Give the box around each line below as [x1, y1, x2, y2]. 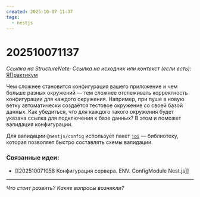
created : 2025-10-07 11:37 [6, 8, 73, 15]
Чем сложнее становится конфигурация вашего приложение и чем [6, 83, 178, 90]
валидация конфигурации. [6, 121, 73, 128]
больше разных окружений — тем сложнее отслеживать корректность [6, 89, 188, 96]
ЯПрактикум [6, 71, 38, 79]
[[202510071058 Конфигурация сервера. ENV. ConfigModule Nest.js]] [14, 167, 189, 174]
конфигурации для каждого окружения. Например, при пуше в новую [6, 96, 185, 103]
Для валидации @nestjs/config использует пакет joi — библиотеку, [6, 132, 179, 140]
